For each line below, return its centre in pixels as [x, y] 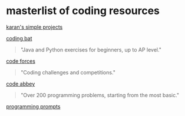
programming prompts [33, 106]
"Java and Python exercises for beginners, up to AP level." [91, 50]
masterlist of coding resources [83, 11]
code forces [21, 61]
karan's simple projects [34, 27]
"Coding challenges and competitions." [68, 72]
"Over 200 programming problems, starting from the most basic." [100, 95]
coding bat [19, 38]
